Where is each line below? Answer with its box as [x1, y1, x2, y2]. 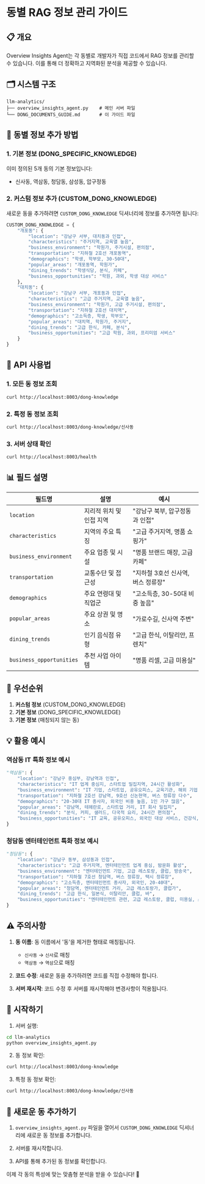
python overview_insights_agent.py [6, 1039, 97, 1046]
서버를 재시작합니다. [15, 1145, 63, 1152]
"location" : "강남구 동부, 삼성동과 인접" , [17, 857, 116, 863]
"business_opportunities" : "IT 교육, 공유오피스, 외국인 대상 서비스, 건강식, [17, 815, 200, 821]
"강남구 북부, [132, 507, 167, 515]
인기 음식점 [84, 630, 114, 639]
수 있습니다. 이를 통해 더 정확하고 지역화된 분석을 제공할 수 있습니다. [6, 59, 167, 67]
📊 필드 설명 [6, 472, 48, 483]
